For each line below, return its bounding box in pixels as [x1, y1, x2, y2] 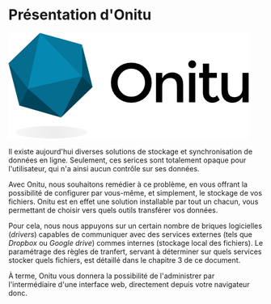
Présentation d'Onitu [8, 6, 152, 24]
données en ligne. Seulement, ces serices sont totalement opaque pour [8, 155, 247, 165]
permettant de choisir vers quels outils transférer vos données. [8, 205, 218, 215]
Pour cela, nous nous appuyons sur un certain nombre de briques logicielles [8, 221, 263, 230]
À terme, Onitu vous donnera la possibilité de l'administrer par [8, 271, 215, 281]
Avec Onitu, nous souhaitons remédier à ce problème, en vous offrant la [8, 179, 248, 189]
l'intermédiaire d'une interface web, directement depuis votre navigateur [8, 279, 250, 289]
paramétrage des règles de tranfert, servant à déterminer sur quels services [8, 247, 262, 256]
